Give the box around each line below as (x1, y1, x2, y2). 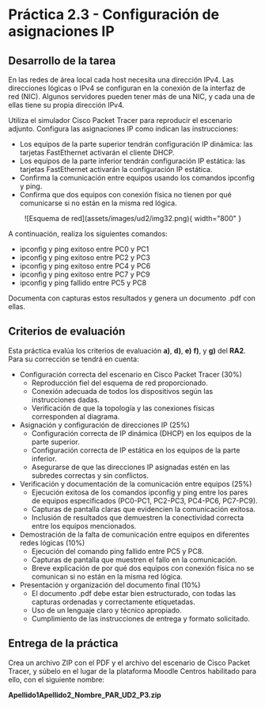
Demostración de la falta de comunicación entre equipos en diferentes (19, 529, 250, 539)
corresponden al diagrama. (31, 411, 120, 421)
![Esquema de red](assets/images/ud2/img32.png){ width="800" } (24, 214, 242, 223)
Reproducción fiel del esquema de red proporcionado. (31, 378, 208, 388)
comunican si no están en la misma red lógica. (31, 571, 184, 581)
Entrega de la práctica (8, 636, 119, 651)
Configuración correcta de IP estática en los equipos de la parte (31, 445, 240, 455)
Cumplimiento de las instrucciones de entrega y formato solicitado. (31, 613, 251, 623)
